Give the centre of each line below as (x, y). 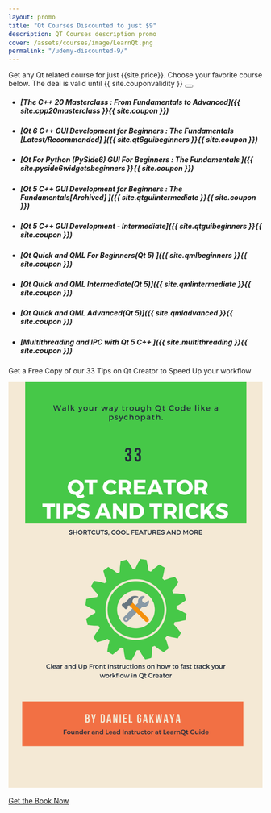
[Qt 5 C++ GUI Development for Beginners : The (101, 189)
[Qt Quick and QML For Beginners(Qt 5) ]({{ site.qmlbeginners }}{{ (133, 255)
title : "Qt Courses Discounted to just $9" (83, 25)
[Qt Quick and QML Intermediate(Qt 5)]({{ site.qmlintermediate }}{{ (135, 284)
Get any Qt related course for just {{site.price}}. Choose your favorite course (135, 75)
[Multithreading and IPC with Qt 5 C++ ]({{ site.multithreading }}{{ (134, 342)
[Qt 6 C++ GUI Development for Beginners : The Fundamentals (127, 131)
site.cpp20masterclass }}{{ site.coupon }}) (94, 110)
